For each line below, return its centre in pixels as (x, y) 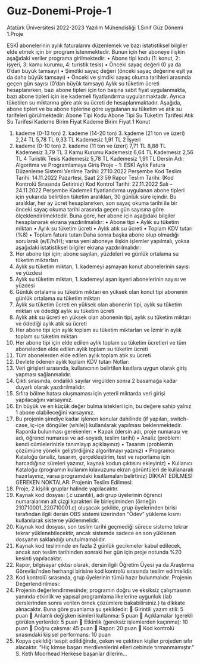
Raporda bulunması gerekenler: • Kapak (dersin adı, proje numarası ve (101, 431)
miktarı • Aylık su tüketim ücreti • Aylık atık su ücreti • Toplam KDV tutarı (104, 228)
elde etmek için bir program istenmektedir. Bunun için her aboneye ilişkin (96, 51)
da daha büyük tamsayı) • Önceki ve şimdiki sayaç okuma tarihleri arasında (99, 77)
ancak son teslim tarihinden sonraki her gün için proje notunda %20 (99, 552)
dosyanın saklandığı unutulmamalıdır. (61, 539)
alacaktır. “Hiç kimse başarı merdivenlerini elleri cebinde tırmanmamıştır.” (105, 647)
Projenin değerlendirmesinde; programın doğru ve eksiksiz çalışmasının (103, 590)
